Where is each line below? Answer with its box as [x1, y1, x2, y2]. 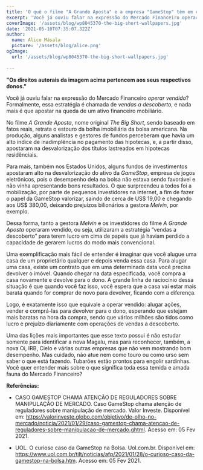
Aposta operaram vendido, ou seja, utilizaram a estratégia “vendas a [6, 226, 177, 233]
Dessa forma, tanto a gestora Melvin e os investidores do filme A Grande [6, 219, 187, 227]
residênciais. [6, 151, 38, 158]
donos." [6, 82, 27, 90]
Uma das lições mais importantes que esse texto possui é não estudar [6, 331, 181, 339]
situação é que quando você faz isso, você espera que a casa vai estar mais [6, 282, 196, 290]
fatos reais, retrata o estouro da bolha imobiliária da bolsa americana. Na [6, 125, 187, 132]
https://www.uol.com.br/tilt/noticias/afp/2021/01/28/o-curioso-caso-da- [14, 450, 195, 457]
